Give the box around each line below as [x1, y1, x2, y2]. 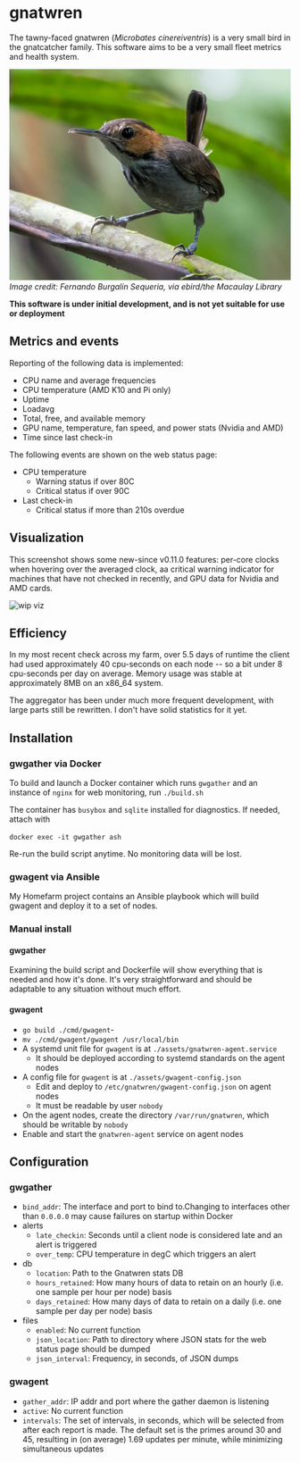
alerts [21, 1220, 44, 1231]
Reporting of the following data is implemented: [9, 357, 184, 368]
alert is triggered [35, 1240, 97, 1250]
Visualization [9, 531, 85, 546]
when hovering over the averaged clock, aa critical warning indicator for [9, 564, 275, 574]
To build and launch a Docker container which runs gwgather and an [9, 778, 258, 789]
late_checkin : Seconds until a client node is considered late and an [35, 1230, 283, 1241]
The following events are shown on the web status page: [9, 449, 218, 460]
